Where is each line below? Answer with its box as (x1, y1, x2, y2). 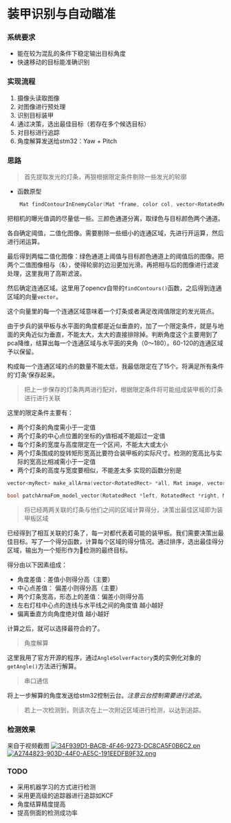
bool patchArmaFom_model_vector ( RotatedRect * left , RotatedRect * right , (7, 492, 220, 499)
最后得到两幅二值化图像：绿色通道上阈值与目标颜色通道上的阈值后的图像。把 (7, 252, 224, 260)
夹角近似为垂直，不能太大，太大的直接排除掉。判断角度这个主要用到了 (19, 330, 218, 338)
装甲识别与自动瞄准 (7, 6, 116, 22)
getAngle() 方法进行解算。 (7, 661, 80, 670)
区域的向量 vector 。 (7, 292, 62, 300)
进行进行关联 (23, 393, 60, 402)
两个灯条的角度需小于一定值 (16, 423, 96, 431)
